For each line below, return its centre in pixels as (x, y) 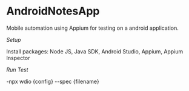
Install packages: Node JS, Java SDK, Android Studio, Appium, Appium (95, 51)
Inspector (18, 58)
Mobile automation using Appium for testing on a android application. (92, 28)
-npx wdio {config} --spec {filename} (53, 81)
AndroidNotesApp (53, 11)
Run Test (17, 69)
